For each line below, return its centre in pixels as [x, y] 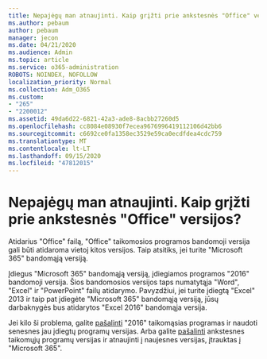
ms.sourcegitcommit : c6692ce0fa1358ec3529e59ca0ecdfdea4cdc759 [115, 133]
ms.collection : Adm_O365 [49, 89]
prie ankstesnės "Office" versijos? [125, 220]
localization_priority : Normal [60, 82]
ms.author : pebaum [39, 23]
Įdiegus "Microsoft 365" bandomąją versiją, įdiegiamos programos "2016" [129, 274]
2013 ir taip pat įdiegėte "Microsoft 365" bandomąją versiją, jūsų [114, 299]
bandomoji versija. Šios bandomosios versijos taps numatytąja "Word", [124, 282]
